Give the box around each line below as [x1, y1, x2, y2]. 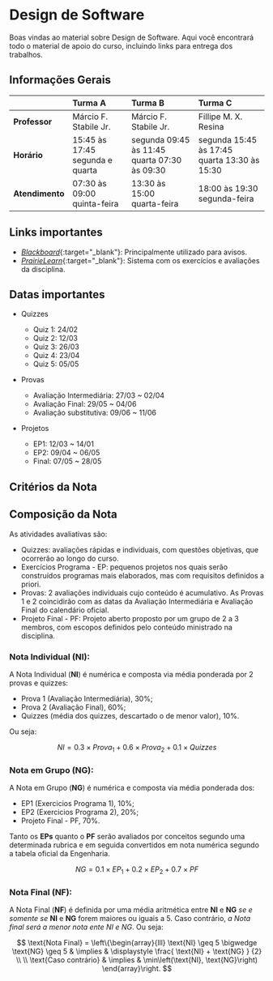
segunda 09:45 [131, 134, 190, 145]
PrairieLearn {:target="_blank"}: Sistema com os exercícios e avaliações [20, 255, 260, 265]
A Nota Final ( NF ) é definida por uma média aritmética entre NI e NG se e [9, 905, 254, 915]
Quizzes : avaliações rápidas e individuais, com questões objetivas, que [20, 544, 258, 554]
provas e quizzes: [9, 678, 68, 688]
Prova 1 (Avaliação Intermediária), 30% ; [20, 693, 153, 703]
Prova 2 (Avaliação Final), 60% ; [20, 702, 126, 712]
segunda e [72, 154, 113, 165]
